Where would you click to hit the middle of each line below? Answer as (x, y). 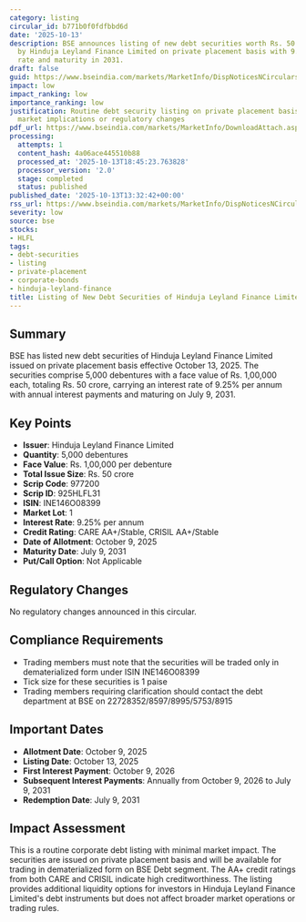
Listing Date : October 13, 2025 (81, 761)
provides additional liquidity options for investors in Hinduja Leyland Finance (153, 889)
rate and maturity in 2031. (71, 60)
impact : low (32, 86)
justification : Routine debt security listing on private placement (142, 111)
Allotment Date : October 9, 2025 (85, 751)
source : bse (32, 221)
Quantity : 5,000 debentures (76, 455)
